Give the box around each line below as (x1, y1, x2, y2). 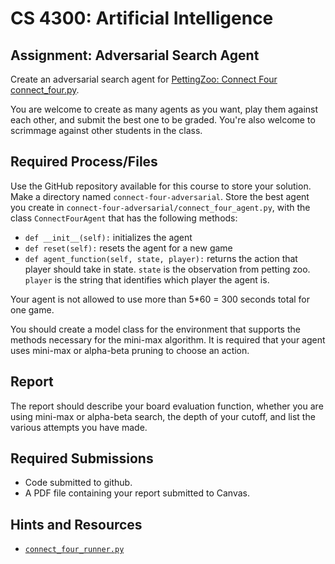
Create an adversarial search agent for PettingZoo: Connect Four (10, 73, 278, 85)
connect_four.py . (10, 84, 80, 96)
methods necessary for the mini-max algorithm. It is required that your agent (10, 333, 326, 346)
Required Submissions (10, 450, 154, 467)
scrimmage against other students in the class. (10, 125, 203, 136)
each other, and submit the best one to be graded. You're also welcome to (10, 114, 316, 126)
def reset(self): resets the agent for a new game (24, 242, 233, 254)
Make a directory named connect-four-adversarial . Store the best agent (10, 190, 310, 202)
